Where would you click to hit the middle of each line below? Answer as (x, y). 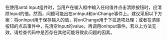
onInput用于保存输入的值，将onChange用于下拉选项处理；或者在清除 (89, 20)
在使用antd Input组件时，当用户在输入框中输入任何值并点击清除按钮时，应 (81, 7)
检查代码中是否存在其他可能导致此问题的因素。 (66, 32)
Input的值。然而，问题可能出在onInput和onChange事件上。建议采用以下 (83, 13)
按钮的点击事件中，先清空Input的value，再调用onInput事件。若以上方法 (79, 26)
